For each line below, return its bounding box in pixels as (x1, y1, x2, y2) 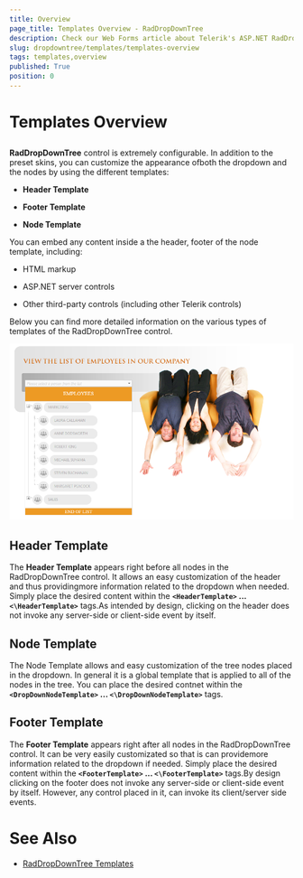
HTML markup (22, 264, 77, 275)
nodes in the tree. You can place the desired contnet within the (9, 679, 243, 690)
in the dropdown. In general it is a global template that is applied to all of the (9, 669, 291, 681)
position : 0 (9, 72, 54, 81)
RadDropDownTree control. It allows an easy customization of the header (9, 572, 281, 583)
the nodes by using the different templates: (9, 167, 170, 178)
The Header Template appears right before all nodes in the (9, 562, 229, 573)
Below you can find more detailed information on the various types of (9, 316, 267, 327)
